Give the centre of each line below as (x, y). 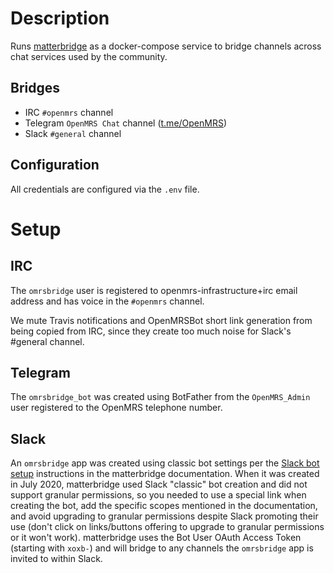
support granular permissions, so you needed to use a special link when (158, 495)
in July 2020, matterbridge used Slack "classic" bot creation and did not (159, 484)
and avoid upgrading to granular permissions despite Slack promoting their (164, 516)
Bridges (35, 88)
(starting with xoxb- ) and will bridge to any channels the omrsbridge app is (162, 548)
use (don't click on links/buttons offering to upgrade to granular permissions (167, 527)
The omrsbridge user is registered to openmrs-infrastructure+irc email (154, 290)
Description (60, 18)
